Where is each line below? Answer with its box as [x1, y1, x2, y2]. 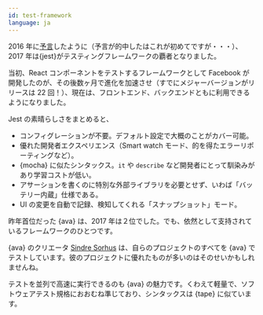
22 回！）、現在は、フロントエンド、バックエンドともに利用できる [37, 87, 250, 97]
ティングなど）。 [26, 150, 79, 159]
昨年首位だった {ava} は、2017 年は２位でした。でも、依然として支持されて [8, 216, 253, 225]
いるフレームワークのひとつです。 [8, 225, 118, 236]
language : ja [8, 19, 51, 27]
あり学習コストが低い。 [19, 170, 96, 179]
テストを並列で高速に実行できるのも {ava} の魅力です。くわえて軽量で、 [8, 279, 242, 288]
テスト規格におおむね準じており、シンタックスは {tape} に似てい [35, 288, 245, 299]
